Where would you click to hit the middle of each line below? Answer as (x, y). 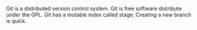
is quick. (16, 21)
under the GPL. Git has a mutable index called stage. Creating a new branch (99, 15)
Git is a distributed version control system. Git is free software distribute (94, 9)
